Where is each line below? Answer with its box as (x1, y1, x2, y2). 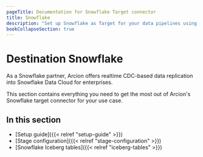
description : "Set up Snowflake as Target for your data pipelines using (6, 20, 198, 26)
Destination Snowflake (6, 52, 123, 66)
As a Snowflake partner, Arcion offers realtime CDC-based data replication (6, 72, 193, 80)
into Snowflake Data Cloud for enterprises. (6, 78, 113, 86)
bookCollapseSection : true (6, 26, 75, 32)
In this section (6, 114, 61, 125)
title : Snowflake (6, 15, 50, 21)
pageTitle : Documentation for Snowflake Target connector (6, 9, 156, 15)
